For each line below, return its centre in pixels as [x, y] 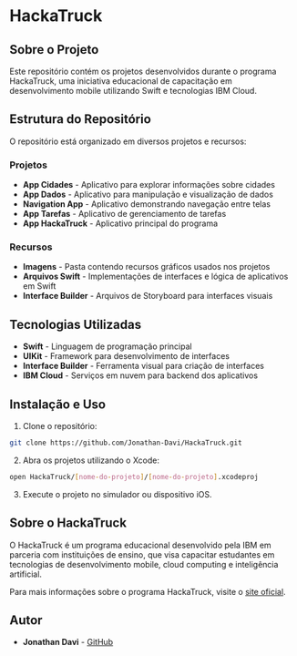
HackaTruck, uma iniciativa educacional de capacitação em [121, 81]
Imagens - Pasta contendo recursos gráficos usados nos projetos [146, 267]
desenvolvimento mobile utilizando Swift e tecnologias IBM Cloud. [133, 91]
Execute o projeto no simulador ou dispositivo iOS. [117, 494]
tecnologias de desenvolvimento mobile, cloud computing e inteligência [144, 564]
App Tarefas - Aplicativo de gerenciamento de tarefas [124, 214]
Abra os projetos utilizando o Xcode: [91, 460]
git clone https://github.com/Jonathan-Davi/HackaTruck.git [126, 443]
